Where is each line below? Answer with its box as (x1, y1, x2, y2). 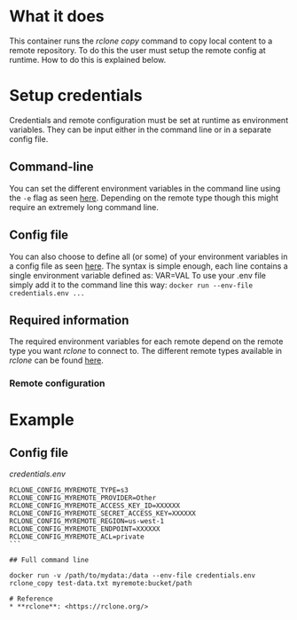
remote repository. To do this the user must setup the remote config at (9, 44, 266, 55)
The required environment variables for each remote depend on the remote (9, 336, 284, 347)
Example (9, 410, 74, 430)
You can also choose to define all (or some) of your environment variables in (9, 251, 288, 262)
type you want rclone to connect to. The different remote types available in (9, 346, 282, 357)
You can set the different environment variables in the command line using (9, 183, 281, 193)
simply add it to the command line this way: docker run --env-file (9, 279, 254, 290)
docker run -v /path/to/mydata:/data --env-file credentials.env (9, 571, 255, 580)
